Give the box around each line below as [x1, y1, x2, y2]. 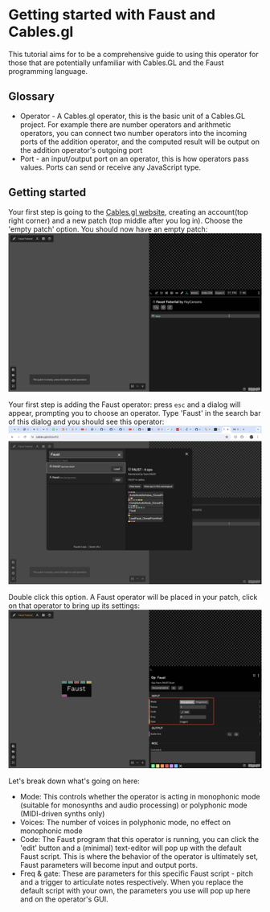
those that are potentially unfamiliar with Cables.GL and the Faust [8, 58, 224, 68]
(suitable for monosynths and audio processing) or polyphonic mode [19, 800, 247, 810]
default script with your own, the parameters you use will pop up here [19, 885, 251, 895]
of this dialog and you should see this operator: [8, 417, 165, 426]
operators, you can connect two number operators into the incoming [19, 128, 247, 138]
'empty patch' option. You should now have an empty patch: [8, 224, 208, 234]
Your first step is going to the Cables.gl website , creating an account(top [8, 207, 248, 216]
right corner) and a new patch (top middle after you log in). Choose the [8, 216, 243, 225]
